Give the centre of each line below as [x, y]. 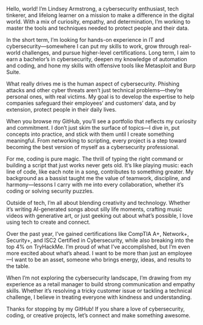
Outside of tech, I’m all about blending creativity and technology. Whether [98, 203]
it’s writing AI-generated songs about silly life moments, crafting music [94, 209]
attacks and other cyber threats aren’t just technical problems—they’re [95, 90]
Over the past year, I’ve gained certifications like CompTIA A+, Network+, [98, 234]
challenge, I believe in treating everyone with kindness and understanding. [99, 297]
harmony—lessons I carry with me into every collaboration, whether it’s [95, 185]
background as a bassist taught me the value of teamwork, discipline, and [98, 178]
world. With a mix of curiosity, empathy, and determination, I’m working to [98, 22]
